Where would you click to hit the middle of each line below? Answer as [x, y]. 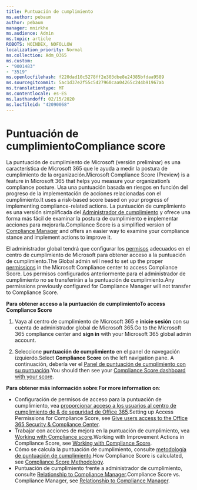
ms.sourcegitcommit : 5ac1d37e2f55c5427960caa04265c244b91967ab [85, 83]
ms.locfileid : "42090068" [38, 104]
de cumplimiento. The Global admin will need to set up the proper [85, 261]
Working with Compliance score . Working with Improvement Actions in [99, 437]
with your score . [34, 376]
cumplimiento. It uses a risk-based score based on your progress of [88, 200]
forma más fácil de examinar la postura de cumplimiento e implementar [92, 219]
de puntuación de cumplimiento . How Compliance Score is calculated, [99, 456]
